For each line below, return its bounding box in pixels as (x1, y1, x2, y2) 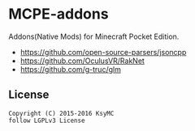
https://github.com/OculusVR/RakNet (19, 56, 145, 65)
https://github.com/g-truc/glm (19, 64, 122, 74)
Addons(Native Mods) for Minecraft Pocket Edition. (8, 32, 180, 41)
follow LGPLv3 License (8, 116, 85, 125)
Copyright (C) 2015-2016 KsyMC (8, 109, 115, 117)
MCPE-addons (8, 5, 109, 23)
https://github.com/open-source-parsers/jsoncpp (19, 47, 187, 57)
